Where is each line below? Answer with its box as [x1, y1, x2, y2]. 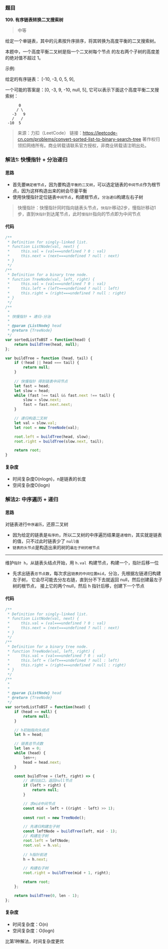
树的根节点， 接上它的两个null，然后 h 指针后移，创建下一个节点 [12, 583, 145, 589]
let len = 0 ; [14, 746, 41, 751]
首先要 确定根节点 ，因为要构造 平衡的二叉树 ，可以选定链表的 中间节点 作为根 [12, 182, 156, 188]
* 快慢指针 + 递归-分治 [7, 314, 51, 319]
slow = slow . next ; [23, 397, 61, 402]
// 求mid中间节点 [23, 801, 55, 806]
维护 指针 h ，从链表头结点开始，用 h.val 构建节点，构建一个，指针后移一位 [5, 560, 159, 566]
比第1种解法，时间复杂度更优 [5, 938, 64, 944]
